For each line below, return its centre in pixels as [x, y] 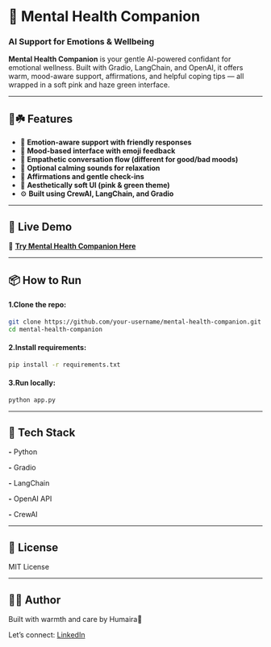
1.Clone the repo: [38, 305]
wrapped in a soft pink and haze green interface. [90, 85]
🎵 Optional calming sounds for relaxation [90, 168]
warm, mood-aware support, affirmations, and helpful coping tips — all [126, 77]
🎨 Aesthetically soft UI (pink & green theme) [95, 186]
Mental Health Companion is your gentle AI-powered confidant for [120, 59]
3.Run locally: [32, 383]
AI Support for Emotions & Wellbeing [81, 42]
